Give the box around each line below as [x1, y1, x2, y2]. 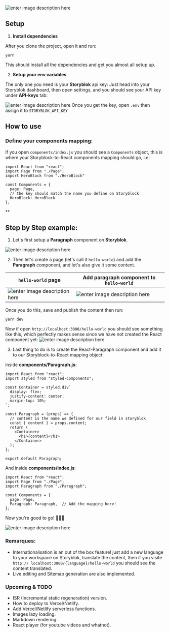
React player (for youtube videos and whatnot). [12, 622, 111, 628]
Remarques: [5, 537, 36, 545]
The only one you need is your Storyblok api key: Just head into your [5, 81, 150, 87]
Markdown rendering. [12, 616, 58, 622]
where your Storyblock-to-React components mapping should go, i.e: [5, 154, 150, 160]
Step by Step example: [5, 223, 78, 232]
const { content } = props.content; [10, 420, 87, 426]
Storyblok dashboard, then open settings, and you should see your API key [5, 86, 161, 93]
